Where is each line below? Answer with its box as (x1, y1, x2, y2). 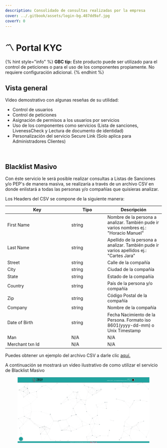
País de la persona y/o (107, 280, 153, 286)
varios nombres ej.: (107, 224, 147, 231)
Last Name (7, 245, 30, 251)
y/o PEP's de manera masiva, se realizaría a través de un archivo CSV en (5, 180, 154, 186)
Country (7, 283, 24, 289)
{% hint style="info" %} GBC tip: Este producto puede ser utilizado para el (5, 59, 158, 65)
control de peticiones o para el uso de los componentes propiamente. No (5, 64, 155, 70)
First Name (7, 222, 30, 228)
